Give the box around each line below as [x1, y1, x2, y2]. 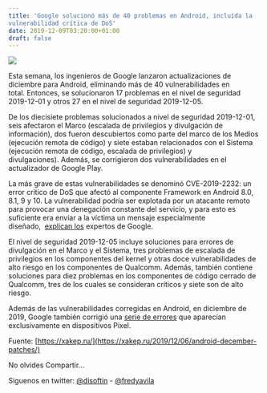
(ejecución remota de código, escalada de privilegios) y [8, 146, 192, 156]
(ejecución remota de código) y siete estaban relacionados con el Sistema [8, 138, 253, 148]
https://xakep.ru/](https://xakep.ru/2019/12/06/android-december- [37, 336, 257, 346]
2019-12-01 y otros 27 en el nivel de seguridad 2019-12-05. [8, 97, 204, 107]
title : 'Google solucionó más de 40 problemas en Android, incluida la [8, 11, 253, 20]
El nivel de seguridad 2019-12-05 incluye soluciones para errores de [8, 237, 234, 247]
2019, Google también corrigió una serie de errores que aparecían [8, 312, 226, 322]
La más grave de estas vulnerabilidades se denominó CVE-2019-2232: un [8, 179, 252, 188]
